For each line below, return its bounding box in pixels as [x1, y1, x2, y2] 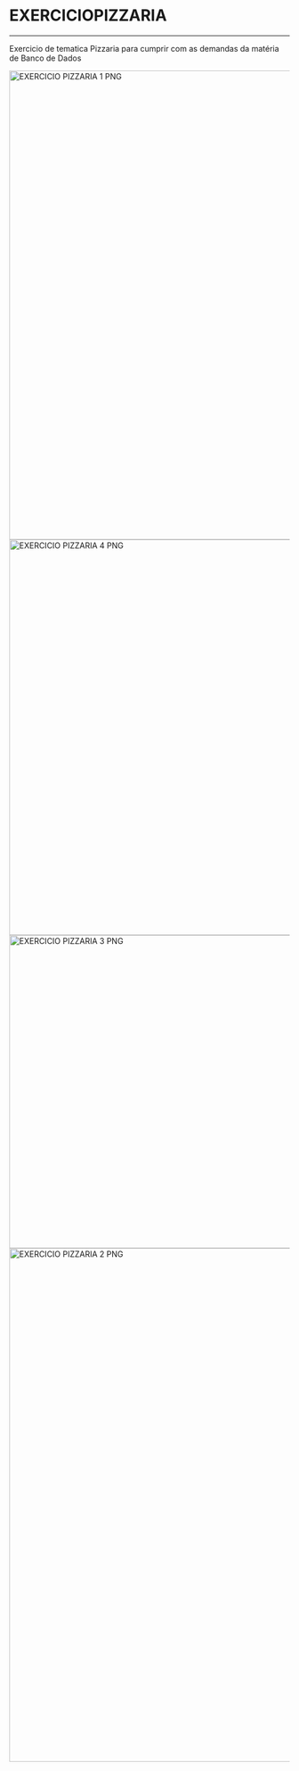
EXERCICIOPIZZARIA [9, 5, 167, 26]
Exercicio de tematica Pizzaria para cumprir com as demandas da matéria [9, 43, 279, 53]
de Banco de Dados [9, 53, 82, 63]
